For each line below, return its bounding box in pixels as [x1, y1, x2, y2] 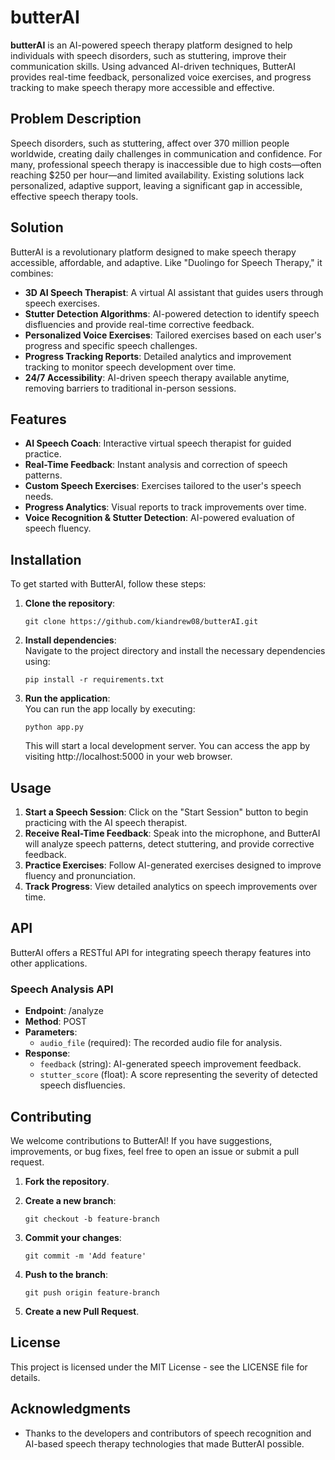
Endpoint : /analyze [24, 1005, 104, 1017]
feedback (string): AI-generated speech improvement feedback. [39, 1058, 302, 1070]
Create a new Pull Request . [24, 1305, 140, 1317]
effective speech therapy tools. [10, 190, 139, 202]
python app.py [24, 722, 84, 733]
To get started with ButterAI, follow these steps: [10, 578, 207, 590]
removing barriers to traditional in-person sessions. [24, 382, 237, 394]
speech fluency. [24, 522, 92, 535]
